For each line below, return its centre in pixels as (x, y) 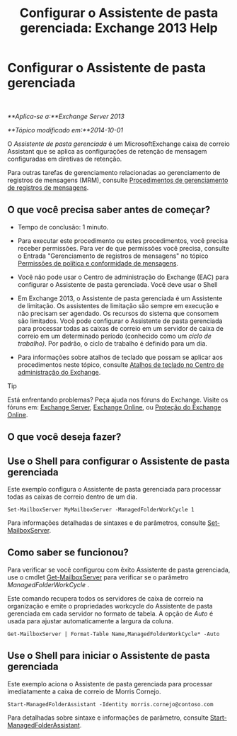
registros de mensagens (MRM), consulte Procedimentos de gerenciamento (118, 180)
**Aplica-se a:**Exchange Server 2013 (66, 116)
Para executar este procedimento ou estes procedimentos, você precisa (123, 240)
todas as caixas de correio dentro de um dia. (73, 497)
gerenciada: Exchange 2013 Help (119, 28)
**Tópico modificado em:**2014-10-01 (65, 130)
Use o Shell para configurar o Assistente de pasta (118, 461)
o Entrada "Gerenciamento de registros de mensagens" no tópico (113, 256)
